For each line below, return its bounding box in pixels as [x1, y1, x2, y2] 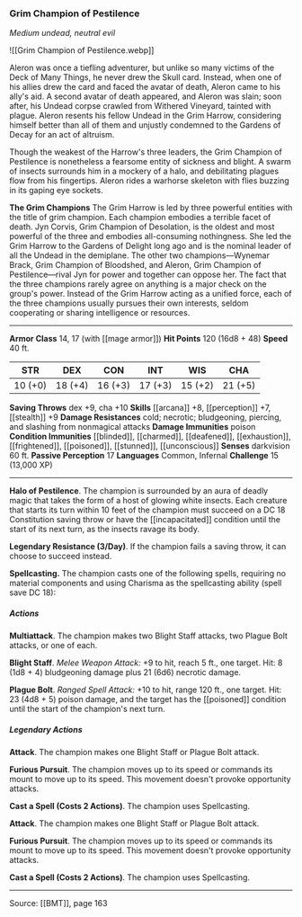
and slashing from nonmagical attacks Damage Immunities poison [9, 422, 256, 432]
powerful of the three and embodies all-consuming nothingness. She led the [9, 231, 292, 242]
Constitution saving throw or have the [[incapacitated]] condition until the [9, 514, 281, 525]
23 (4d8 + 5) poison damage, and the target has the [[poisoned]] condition [9, 694, 287, 705]
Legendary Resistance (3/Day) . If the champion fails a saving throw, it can [9, 541, 287, 552]
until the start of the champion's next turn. [9, 704, 165, 715]
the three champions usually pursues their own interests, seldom [9, 298, 249, 308]
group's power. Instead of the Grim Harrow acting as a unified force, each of [9, 289, 292, 299]
